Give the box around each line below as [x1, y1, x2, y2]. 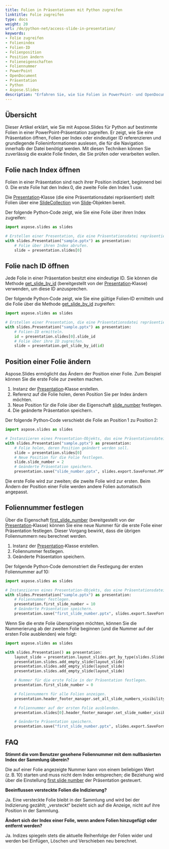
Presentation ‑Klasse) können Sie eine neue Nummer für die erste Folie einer [5, 522, 162, 528]
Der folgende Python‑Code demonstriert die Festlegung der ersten [5, 563, 143, 569]
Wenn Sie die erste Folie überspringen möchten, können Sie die [5, 620, 137, 626]
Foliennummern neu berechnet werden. [5, 533, 87, 539]
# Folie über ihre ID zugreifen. [14, 339, 84, 344]
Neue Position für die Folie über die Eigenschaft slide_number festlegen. [12, 402, 162, 408]
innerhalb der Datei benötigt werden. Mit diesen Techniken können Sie [5, 146, 151, 152]
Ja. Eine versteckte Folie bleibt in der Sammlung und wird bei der [5, 797, 140, 803]
